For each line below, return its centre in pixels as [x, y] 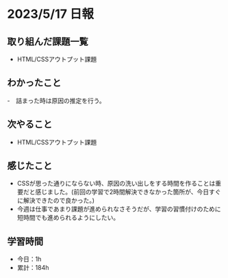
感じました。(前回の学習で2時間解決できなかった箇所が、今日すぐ [128, 192]
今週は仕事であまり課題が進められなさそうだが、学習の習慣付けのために [119, 209]
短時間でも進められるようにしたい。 [68, 218]
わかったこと [34, 83]
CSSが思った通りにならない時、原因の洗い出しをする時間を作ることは [116, 184]
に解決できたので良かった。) [55, 201]
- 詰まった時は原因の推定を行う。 [56, 101]
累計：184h [33, 268]
